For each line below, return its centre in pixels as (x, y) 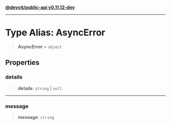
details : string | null (40, 88)
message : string (36, 117)
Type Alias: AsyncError (55, 33)
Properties (22, 63)
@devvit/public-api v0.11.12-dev (40, 7)
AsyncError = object (40, 46)
